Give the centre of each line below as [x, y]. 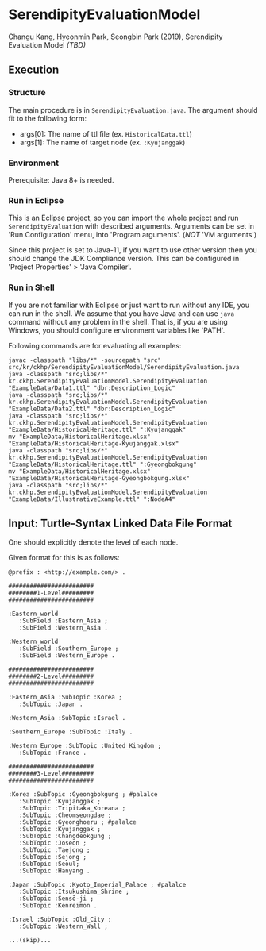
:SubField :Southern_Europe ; [69, 649]
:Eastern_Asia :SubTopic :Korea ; [66, 697]
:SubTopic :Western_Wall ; [64, 926]
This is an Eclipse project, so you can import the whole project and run [124, 218]
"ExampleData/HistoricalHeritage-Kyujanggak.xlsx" [94, 443]
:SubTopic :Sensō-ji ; [56, 899]
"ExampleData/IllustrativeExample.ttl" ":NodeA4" [92, 499]
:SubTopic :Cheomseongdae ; [65, 815]
